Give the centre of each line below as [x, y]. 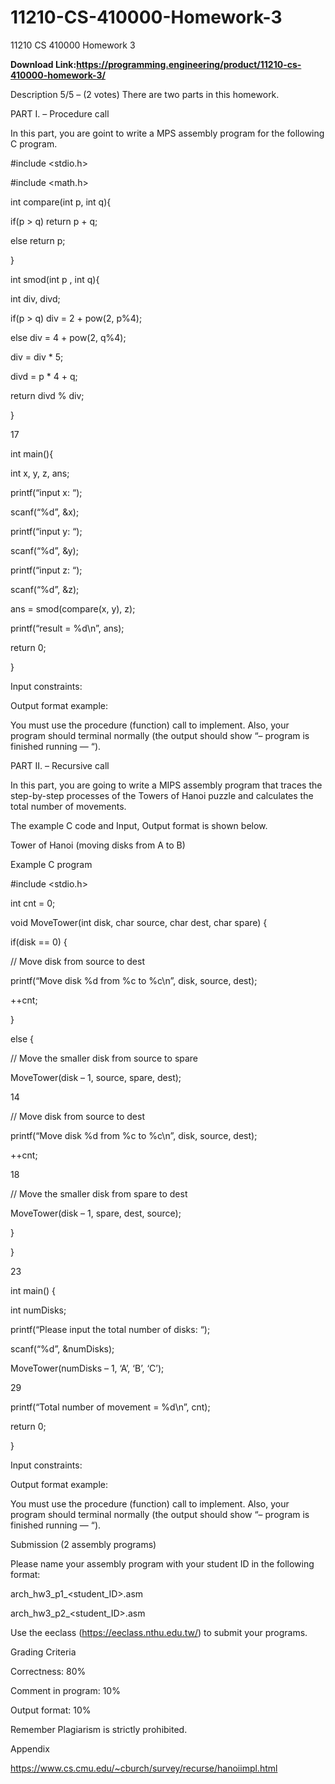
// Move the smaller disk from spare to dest [99, 1193]
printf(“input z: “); [46, 570]
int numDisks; [38, 1310]
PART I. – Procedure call [60, 113]
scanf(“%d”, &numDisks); [62, 1348]
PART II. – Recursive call [60, 765]
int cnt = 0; [33, 903]
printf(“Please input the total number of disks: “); [110, 1329]
